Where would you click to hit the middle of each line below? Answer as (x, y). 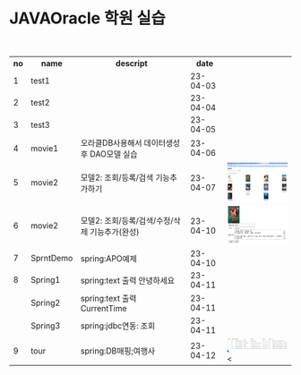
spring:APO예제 (108, 258)
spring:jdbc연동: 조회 (118, 326)
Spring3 (46, 325)
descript (131, 64)
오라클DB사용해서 (111, 143)
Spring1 (46, 280)
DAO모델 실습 (113, 154)
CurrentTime (103, 309)
